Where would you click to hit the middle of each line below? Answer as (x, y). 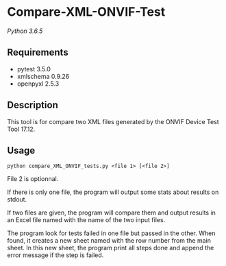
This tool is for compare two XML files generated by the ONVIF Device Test (113, 121)
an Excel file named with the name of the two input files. (86, 220)
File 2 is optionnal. (33, 179)
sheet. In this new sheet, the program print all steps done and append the (111, 248)
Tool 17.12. (21, 129)
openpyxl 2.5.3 (38, 84)
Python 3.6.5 (25, 31)
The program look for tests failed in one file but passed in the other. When (111, 233)
